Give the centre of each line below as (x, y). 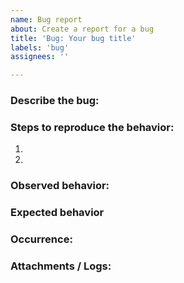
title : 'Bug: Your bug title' (73, 38)
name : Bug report (46, 19)
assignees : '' (40, 57)
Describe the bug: (55, 101)
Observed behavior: (60, 186)
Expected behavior (57, 213)
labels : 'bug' (40, 47)
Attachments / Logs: (61, 266)
